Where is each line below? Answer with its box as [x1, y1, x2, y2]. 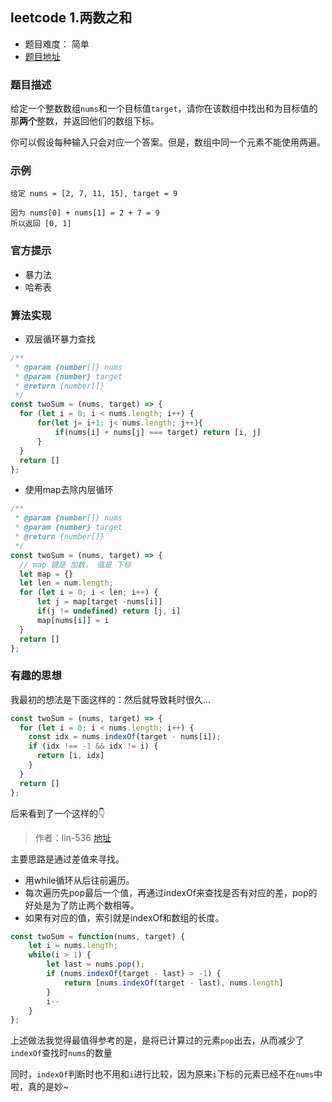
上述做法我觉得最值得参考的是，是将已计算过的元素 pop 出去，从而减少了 [10, 1034, 305, 1047]
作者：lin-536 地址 [34, 831, 112, 843]
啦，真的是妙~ [10, 1081, 70, 1093]
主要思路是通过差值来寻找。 [10, 853, 125, 865]
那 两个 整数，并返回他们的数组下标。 [10, 115, 160, 127]
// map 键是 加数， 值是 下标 [19, 559, 132, 570]
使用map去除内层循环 [24, 484, 114, 496]
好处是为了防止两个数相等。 [24, 899, 140, 911]
